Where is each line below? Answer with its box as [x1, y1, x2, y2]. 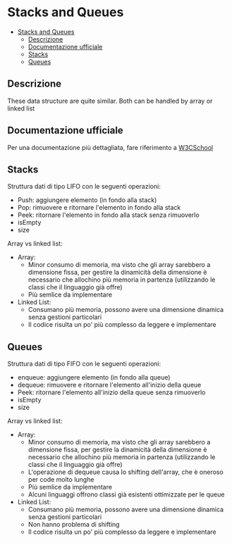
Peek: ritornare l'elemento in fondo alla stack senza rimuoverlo [17, 211, 200, 219]
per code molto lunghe [28, 475, 94, 484]
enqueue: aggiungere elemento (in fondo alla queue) [17, 373, 171, 382]
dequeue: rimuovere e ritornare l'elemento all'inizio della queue [17, 381, 202, 389]
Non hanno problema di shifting [28, 520, 120, 529]
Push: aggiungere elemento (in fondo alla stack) [17, 196, 157, 204]
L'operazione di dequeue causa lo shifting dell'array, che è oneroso [28, 468, 224, 476]
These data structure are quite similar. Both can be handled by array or [7, 96, 213, 105]
